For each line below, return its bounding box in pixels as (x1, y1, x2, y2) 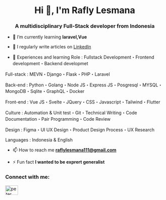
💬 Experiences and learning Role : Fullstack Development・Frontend (12, 54, 154, 60)
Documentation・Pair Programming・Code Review (5, 116, 111, 122)
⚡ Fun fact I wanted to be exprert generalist (12, 159, 105, 165)
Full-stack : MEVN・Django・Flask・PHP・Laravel (5, 71, 110, 77)
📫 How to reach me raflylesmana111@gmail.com (12, 147, 117, 153)
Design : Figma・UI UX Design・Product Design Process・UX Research (5, 127, 155, 133)
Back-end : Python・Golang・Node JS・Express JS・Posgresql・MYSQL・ (5, 82, 163, 88)
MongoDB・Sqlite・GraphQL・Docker (5, 88, 85, 94)
